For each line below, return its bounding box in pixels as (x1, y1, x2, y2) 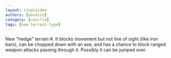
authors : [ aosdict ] (5, 12, 47, 17)
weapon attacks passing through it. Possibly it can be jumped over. (5, 47, 147, 53)
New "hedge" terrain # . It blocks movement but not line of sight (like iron (5, 36, 159, 42)
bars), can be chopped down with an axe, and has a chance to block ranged (5, 42, 166, 48)
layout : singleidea (5, 7, 47, 13)
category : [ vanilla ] (5, 17, 50, 22)
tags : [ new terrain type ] (5, 22, 60, 27)
